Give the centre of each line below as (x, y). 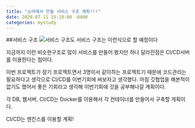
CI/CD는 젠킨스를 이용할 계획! (40, 119)
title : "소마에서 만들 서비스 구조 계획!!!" (53, 11)
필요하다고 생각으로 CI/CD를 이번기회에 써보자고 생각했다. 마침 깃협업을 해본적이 (98, 79)
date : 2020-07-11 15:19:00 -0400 (47, 17)
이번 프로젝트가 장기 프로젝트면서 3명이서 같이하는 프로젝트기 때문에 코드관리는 (96, 72)
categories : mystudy (31, 22)
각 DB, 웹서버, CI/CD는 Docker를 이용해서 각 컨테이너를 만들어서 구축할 (88, 99)
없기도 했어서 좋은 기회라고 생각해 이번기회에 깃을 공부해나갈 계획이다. (86, 87)
